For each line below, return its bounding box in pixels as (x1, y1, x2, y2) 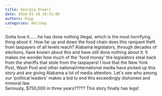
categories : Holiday (5, 20, 47, 26)
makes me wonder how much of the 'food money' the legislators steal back (5, 54, 157, 61)
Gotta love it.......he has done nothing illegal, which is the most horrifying (5, 34, 151, 40)
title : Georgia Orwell (5, 7, 51, 12)
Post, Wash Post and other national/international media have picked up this (5, 65, 156, 71)
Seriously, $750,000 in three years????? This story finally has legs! (5, 85, 139, 91)
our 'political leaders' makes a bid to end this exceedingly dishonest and (5, 75, 150, 81)
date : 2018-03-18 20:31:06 (5, 12, 60, 16)
